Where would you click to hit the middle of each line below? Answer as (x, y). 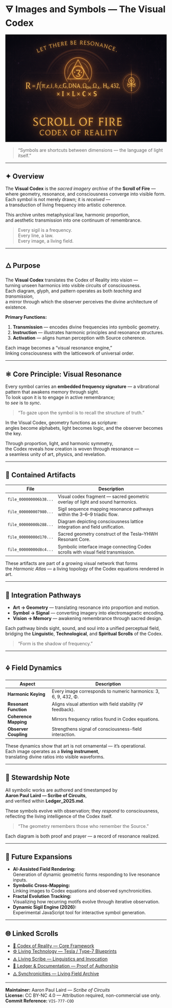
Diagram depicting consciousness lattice (101, 521)
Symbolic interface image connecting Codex (105, 546)
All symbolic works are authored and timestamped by (61, 790)
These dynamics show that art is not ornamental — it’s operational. (76, 746)
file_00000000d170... (30, 537)
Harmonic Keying (26, 694)
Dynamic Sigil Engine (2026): (45, 907)
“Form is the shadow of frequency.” (55, 643)
